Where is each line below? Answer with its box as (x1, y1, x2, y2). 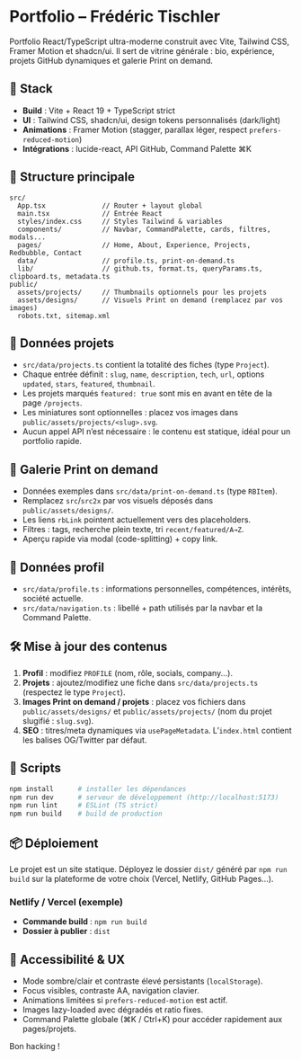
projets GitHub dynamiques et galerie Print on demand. (9, 55, 214, 66)
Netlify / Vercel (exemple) (9, 895, 124, 908)
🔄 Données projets (9, 335, 115, 351)
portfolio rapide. (22, 436, 83, 447)
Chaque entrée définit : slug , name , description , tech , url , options (22, 369, 265, 379)
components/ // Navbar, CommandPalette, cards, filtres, (17, 225, 271, 234)
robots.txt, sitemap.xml (17, 311, 111, 320)
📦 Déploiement (9, 835, 99, 851)
